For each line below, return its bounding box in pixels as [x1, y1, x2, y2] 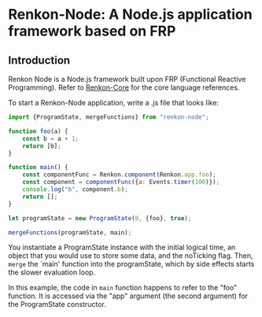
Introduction [8, 53, 71, 67]
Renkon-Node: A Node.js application [8, 6, 253, 24]
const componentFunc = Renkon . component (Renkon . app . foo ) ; [22, 171, 216, 179]
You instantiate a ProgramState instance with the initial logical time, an [8, 242, 236, 252]
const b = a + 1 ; [22, 135, 79, 142]
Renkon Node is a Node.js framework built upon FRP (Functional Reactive [8, 75, 246, 83]
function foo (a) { [8, 127, 68, 135]
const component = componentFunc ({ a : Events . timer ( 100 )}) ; [22, 179, 220, 186]
